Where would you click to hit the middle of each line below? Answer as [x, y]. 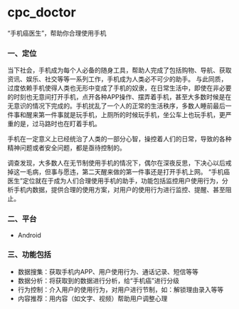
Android [29, 235]
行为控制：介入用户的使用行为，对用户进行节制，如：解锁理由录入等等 [121, 289]
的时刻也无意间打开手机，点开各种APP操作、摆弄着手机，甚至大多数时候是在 [119, 97]
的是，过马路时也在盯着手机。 [57, 124]
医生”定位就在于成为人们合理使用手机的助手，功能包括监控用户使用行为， [115, 181]
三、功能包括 [30, 255]
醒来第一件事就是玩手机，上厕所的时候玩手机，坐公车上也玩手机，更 [126, 115]
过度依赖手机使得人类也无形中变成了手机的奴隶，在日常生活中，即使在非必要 [119, 88]
